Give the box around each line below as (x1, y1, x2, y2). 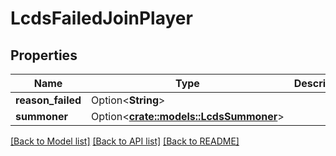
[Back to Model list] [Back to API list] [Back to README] (10, 135, 240, 147)
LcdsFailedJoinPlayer (10, 7, 193, 30)
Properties (10, 47, 78, 64)
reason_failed (15, 93, 82, 107)
